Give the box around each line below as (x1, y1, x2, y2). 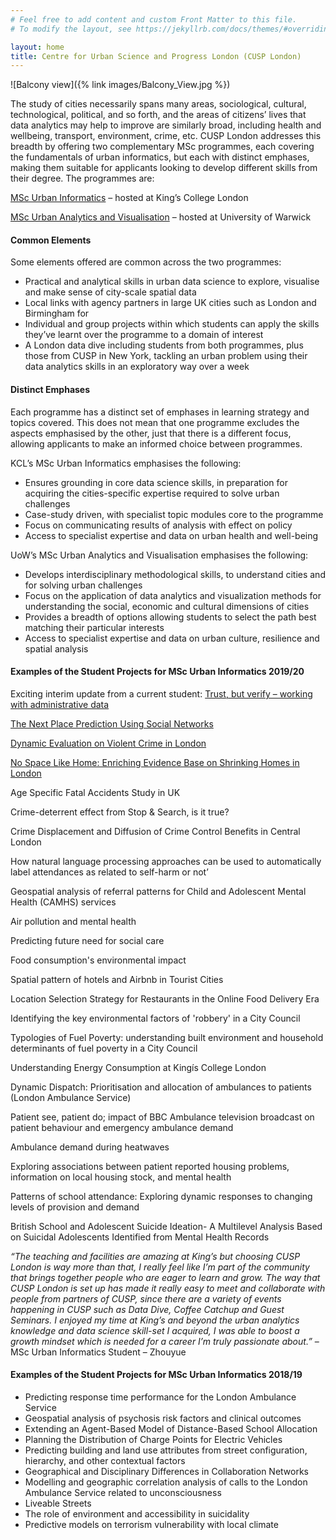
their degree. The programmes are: (10, 172, 155, 185)
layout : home (10, 42, 65, 52)
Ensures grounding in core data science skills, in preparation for (24, 476, 289, 488)
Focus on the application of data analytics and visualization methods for (24, 589, 322, 601)
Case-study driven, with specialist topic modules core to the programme (24, 508, 324, 520)
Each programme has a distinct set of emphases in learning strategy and (10, 406, 310, 418)
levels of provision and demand (10, 1201, 140, 1213)
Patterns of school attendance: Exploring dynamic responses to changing (10, 1190, 313, 1202)
